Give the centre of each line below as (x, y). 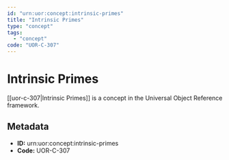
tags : (15, 32)
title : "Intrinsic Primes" (45, 20)
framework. (23, 105)
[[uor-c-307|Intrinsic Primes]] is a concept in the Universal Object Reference (115, 98)
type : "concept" (30, 26)
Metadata (28, 127)
